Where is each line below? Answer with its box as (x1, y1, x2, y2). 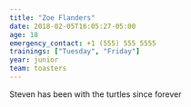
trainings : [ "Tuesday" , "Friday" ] (9, 47, 141, 56)
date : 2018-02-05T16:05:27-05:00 (9, 22, 136, 31)
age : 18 (9, 30, 39, 39)
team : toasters (9, 64, 67, 73)
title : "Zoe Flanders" (9, 13, 95, 23)
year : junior (9, 55, 59, 64)
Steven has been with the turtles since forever (9, 88, 182, 100)
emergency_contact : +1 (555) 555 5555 (9, 38, 156, 48)
